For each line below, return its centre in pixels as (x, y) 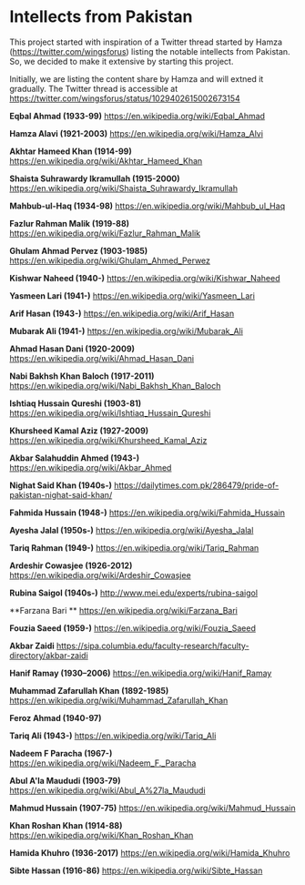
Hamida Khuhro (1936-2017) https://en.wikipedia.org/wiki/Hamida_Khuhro (150, 852)
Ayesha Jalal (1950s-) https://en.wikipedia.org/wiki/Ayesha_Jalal (132, 530)
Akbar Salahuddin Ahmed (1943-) (74, 458)
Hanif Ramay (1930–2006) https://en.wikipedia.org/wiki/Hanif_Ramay (141, 673)
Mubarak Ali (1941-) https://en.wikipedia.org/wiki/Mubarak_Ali (127, 331)
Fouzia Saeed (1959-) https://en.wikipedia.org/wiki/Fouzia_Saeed (133, 628)
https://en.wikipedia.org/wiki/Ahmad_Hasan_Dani (102, 358)
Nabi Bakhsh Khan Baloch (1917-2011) (82, 376)
